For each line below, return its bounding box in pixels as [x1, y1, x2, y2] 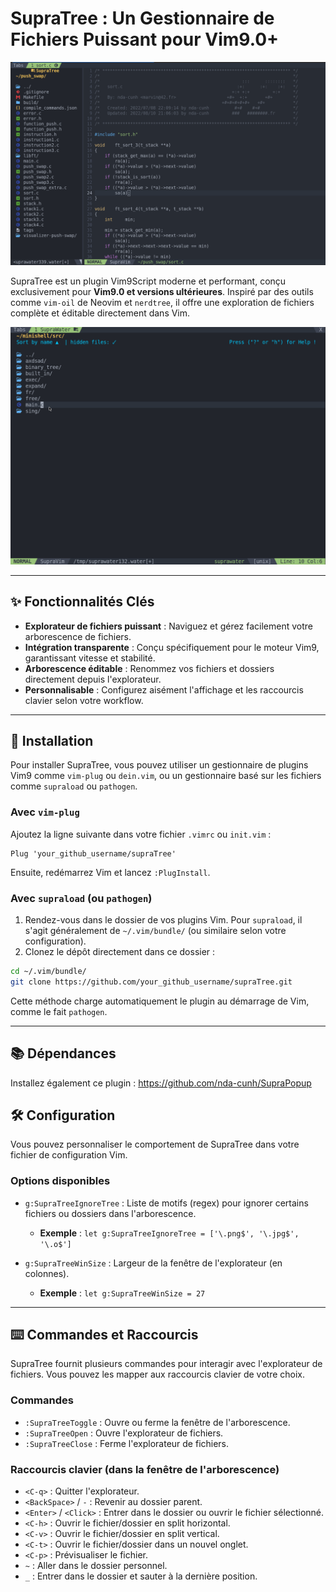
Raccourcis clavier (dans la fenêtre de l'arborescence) [10, 1462, 280, 1476]
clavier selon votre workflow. [24, 694, 144, 706]
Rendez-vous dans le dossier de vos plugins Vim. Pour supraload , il [24, 913, 303, 926]
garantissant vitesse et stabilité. [24, 652, 156, 664]
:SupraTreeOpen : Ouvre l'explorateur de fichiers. [24, 1427, 224, 1439]
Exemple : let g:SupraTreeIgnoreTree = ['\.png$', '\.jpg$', [39, 1227, 300, 1239]
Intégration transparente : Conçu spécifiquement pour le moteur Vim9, [24, 641, 320, 653]
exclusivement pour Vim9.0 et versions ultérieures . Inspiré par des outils [10, 285, 314, 297]
